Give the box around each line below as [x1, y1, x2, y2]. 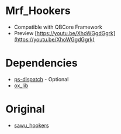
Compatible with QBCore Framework [13, 23, 103, 30]
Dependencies [5, 57, 78, 70]
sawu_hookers [13, 122, 49, 129]
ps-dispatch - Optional [13, 75, 69, 83]
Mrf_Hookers [5, 4, 71, 18]
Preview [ [13, 29, 37, 36]
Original [5, 102, 45, 116]
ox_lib [13, 82, 29, 89]
